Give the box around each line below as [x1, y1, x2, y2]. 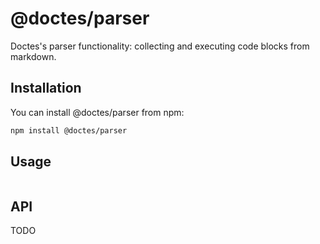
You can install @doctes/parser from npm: [10, 106, 185, 118]
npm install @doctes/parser [10, 125, 128, 136]
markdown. [10, 50, 57, 62]
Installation [10, 80, 82, 97]
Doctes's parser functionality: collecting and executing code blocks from [10, 40, 310, 52]
